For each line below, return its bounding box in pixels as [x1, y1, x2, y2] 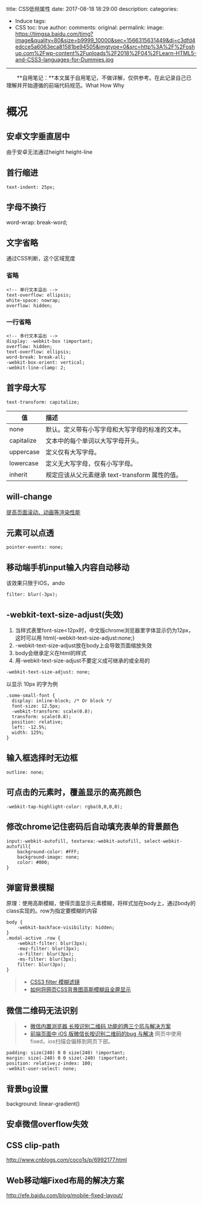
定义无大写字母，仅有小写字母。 [45, 459, 137, 467]
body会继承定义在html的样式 [14, 650, 86, 657]
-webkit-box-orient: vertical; [6, 360, 85, 366]
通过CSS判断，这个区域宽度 [6, 255, 76, 262]
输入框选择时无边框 [6, 753, 78, 763]
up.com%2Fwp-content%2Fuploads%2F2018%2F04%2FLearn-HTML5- [14, 50, 197, 56]
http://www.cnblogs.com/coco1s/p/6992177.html [6, 1156, 127, 1164]
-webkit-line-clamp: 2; [6, 365, 66, 371]
